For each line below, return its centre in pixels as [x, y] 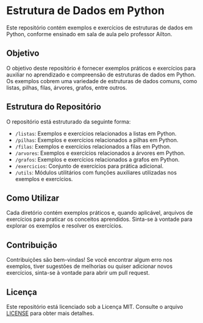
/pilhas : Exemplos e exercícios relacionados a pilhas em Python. [97, 140]
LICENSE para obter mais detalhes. [50, 313]
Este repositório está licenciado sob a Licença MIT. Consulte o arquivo [95, 307]
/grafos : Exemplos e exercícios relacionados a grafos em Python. [97, 159]
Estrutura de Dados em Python [85, 11]
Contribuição [32, 245]
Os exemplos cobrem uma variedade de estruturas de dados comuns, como [102, 81]
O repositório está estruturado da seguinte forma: [69, 121]
